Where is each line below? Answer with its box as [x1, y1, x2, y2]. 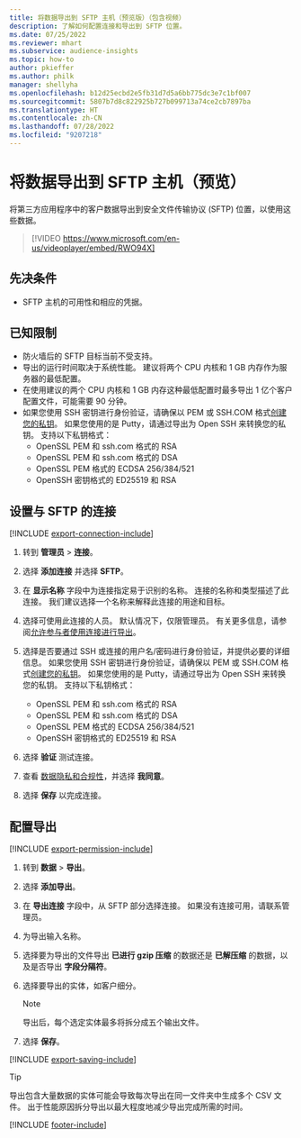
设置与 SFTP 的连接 [9, 504, 117, 519]
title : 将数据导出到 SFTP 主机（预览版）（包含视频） [9, 13, 186, 23]
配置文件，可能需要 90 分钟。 [22, 396, 132, 406]
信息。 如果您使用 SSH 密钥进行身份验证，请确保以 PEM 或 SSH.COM [22, 657, 279, 668]
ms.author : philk [9, 72, 75, 81]
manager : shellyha [9, 80, 78, 89]
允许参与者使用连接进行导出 [30, 627, 133, 638]
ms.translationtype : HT [9, 105, 99, 114]
